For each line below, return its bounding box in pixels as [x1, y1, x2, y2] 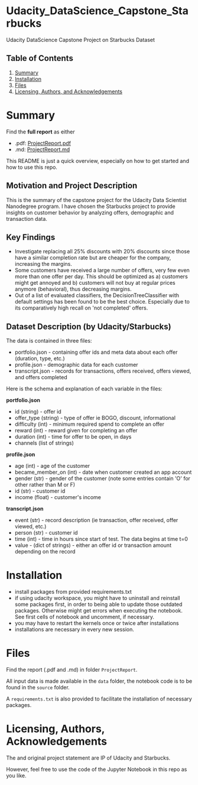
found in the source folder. [6, 684, 70, 690]
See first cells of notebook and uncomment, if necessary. [14, 613, 155, 621]
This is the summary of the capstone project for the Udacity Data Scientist [6, 196, 187, 203]
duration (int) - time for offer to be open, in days [14, 433, 132, 441]
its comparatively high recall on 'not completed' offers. [14, 304, 148, 311]
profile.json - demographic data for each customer [14, 361, 138, 369]
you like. [6, 772, 27, 779]
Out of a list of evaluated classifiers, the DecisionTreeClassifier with [14, 292, 179, 299]
